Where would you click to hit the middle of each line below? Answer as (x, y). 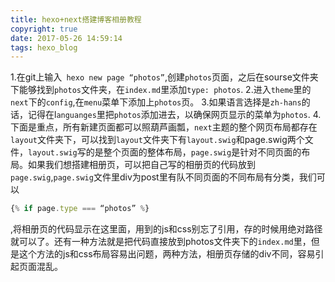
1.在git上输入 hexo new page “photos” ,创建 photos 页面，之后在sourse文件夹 (164, 77)
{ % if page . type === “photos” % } (80, 209)
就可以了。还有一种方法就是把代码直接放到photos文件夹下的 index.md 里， (161, 242)
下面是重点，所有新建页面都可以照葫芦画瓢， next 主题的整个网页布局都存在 (164, 127)
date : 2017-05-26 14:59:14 (66, 38)
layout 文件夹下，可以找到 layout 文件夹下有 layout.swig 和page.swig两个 (157, 140)
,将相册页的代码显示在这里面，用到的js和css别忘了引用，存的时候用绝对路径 (166, 229)
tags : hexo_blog (44, 47)
